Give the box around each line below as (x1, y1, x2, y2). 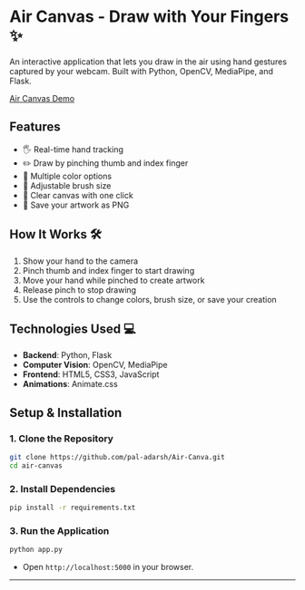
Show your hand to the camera (22, 256, 139, 266)
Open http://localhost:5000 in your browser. (22, 562, 193, 573)
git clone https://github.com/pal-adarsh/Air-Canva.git (9, 453, 225, 462)
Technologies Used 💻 (9, 321, 136, 336)
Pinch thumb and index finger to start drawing (22, 265, 195, 276)
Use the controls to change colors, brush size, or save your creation (22, 294, 277, 305)
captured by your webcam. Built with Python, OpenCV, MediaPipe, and (9, 65, 274, 76)
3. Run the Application (9, 524, 110, 537)
